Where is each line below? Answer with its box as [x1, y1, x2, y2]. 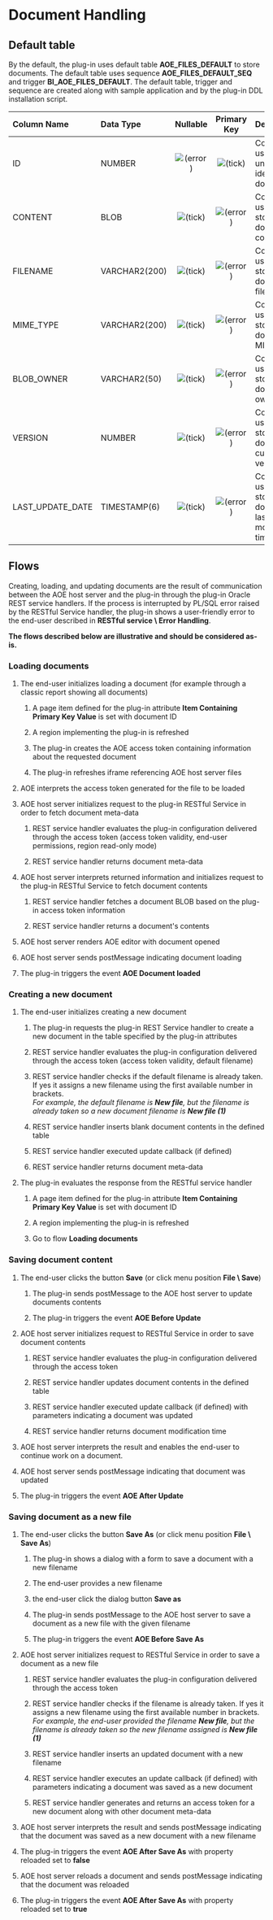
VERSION [12, 433, 49, 443]
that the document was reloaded [19, 1880, 130, 1889]
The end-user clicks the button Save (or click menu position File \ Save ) [19, 1273, 262, 1282]
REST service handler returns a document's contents [32, 921, 210, 931]
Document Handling [8, 6, 146, 24]
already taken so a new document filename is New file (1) [32, 1106, 226, 1116]
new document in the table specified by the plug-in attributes [32, 1031, 238, 1042]
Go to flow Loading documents [32, 1234, 138, 1243]
